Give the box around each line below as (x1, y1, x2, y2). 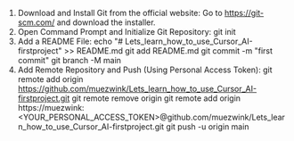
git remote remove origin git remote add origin (71, 93, 241, 104)
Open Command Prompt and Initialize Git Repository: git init (17, 27, 236, 37)
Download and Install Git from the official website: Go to (17, 8, 223, 18)
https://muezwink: (17, 103, 85, 112)
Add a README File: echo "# (17, 36, 123, 46)
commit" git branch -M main (17, 55, 122, 65)
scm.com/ (17, 17, 55, 28)
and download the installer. (56, 17, 156, 28)
